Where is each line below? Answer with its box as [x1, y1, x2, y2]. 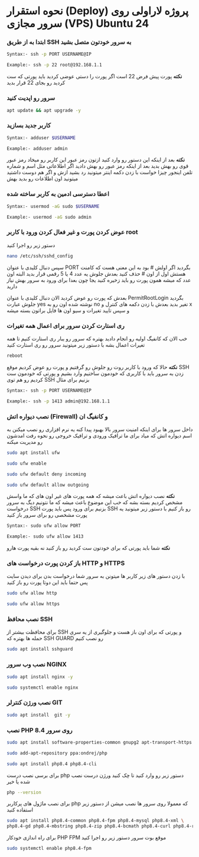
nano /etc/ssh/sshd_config [6, 253, 73, 259]
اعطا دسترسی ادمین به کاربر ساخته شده [6, 190, 110, 198]
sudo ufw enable [6, 461, 47, 466]
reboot [6, 353, 23, 359]
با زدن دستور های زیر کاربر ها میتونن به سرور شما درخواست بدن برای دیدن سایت [6, 573, 185, 580]
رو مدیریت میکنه [6, 438, 43, 445]
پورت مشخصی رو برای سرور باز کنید [6, 511, 87, 519]
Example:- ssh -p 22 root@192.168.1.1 [6, 62, 102, 68]
